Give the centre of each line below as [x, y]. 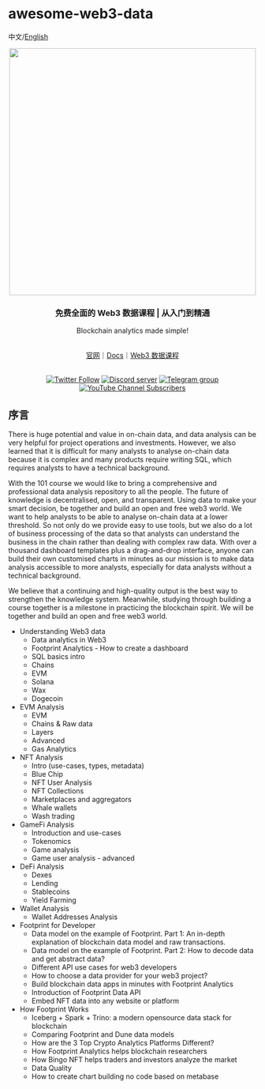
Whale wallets [54, 808]
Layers [42, 733]
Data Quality [52, 1068]
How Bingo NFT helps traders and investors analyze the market [134, 1060]
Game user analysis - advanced [83, 858]
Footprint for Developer [58, 925]
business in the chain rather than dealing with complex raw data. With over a [132, 542]
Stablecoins [50, 892]
